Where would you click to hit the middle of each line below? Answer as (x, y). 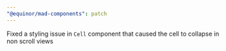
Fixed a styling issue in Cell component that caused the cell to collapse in (113, 34)
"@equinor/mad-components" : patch (57, 14)
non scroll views (30, 41)
